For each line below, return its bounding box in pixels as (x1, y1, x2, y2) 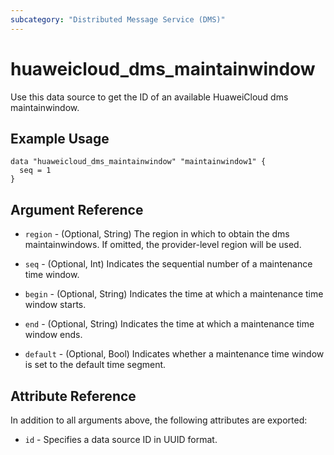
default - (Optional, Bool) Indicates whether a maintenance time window (24, 348, 325, 360)
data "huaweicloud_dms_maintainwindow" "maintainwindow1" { (10, 157, 267, 167)
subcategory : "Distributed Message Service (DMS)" (10, 14, 226, 25)
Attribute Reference (10, 387, 137, 405)
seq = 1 (19, 166, 52, 176)
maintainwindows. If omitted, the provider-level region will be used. (24, 239, 302, 251)
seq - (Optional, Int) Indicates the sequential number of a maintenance (24, 258, 313, 270)
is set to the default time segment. (24, 359, 167, 371)
